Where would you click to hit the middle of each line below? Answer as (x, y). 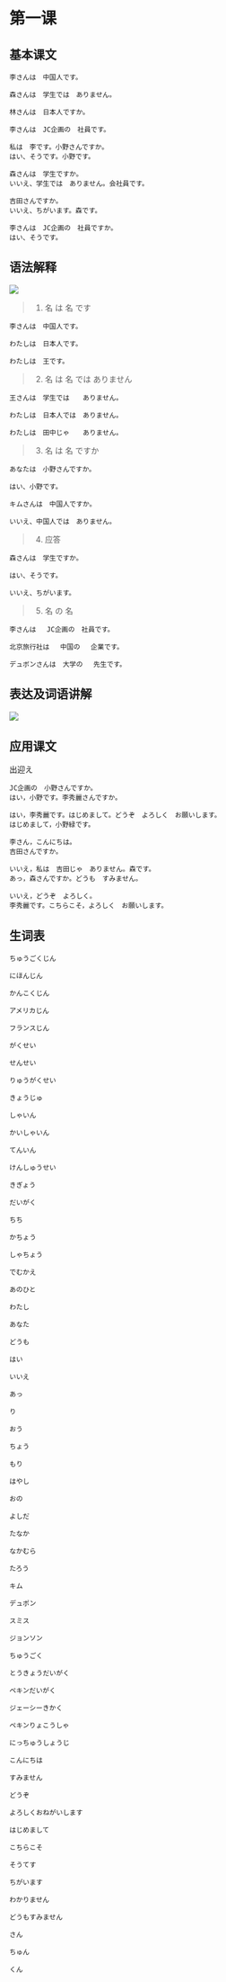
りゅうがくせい (33, 1081)
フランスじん (30, 1028)
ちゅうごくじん (33, 959)
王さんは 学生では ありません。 (66, 398)
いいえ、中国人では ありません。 (63, 521)
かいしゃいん (30, 1133)
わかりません (29, 1900)
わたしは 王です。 (39, 361)
